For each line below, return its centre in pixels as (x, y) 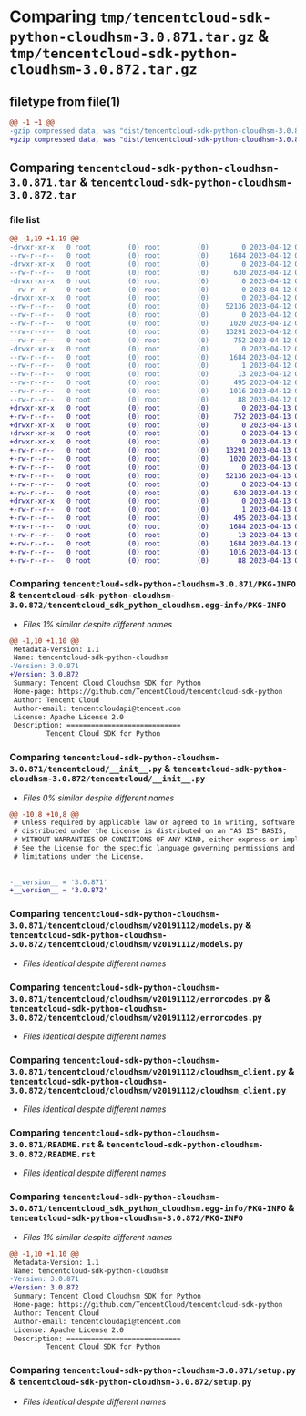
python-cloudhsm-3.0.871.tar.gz (132, 38)
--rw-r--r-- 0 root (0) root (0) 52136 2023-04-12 (150, 307)
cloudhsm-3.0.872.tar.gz (103, 70)
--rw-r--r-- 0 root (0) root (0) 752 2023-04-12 (150, 340)
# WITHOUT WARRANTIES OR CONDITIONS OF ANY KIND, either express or (146, 840)
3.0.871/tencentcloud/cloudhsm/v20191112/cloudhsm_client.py (148, 1071)
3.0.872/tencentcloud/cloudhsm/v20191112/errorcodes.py (136, 1018)
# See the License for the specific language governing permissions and (154, 849)
